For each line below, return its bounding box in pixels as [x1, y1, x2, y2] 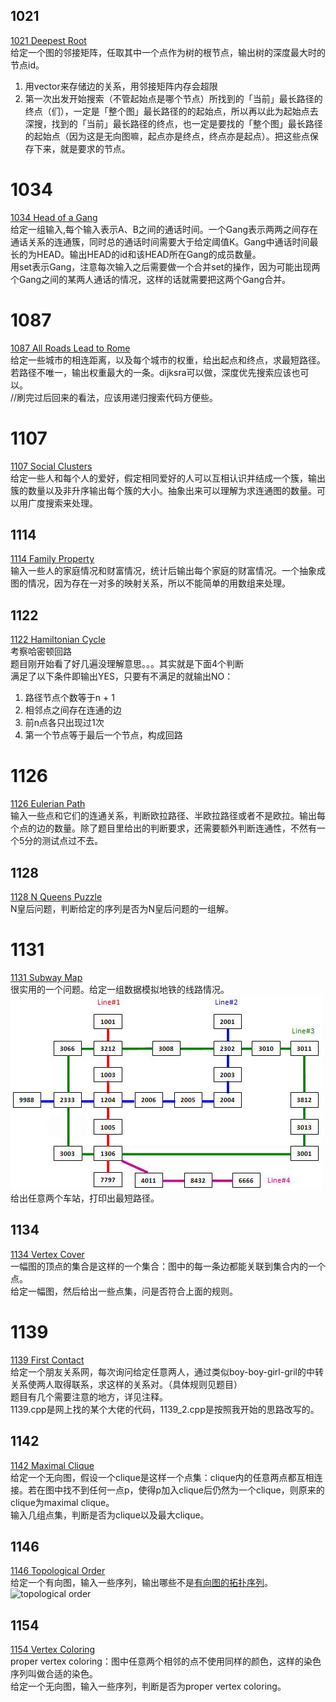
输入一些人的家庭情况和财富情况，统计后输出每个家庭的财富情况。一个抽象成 [10, 565, 326, 577]
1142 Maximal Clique [10, 1459, 95, 1471]
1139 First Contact [10, 1354, 85, 1366]
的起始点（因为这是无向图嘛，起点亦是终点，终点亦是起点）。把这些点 [24, 130, 310, 142]
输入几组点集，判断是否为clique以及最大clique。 [10, 1509, 210, 1521]
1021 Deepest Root [10, 34, 87, 46]
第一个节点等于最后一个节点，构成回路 [24, 729, 183, 741]
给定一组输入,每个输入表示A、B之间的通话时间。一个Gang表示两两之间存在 [10, 223, 319, 235]
